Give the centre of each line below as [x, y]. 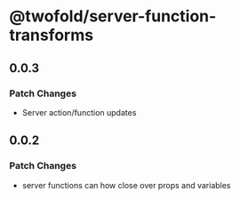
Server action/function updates [79, 112]
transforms [52, 35]
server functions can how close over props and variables [126, 185]
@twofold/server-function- [113, 16]
